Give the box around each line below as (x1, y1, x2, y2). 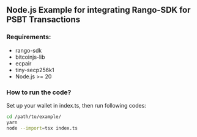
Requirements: (6, 33, 51, 42)
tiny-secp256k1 (15, 66, 54, 73)
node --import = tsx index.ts (6, 125, 78, 131)
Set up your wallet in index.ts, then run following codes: (6, 102, 147, 109)
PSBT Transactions (6, 15, 81, 25)
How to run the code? (6, 88, 72, 97)
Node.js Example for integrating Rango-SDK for (6, 5, 191, 15)
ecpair (15, 59, 32, 67)
